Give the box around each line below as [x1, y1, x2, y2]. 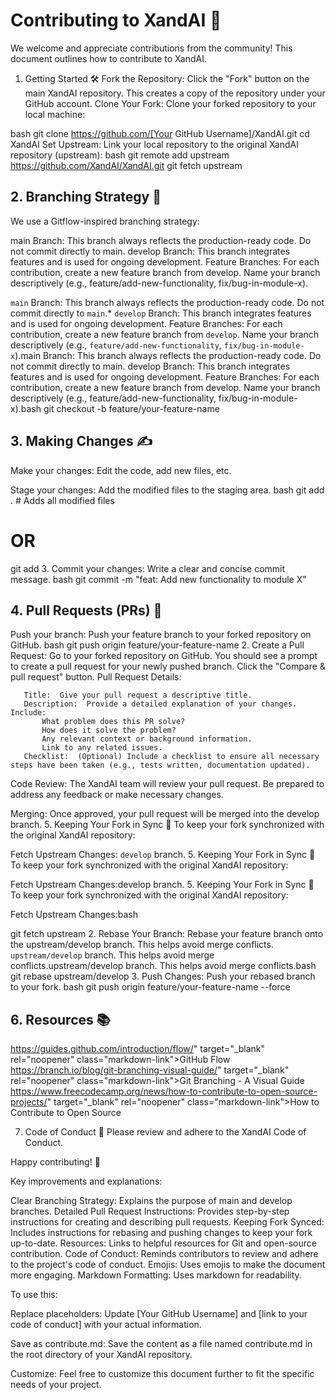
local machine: [24, 108, 86, 120]
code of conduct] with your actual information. [10, 1319, 202, 1331]
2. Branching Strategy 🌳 [10, 189, 162, 206]
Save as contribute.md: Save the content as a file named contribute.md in [10, 1338, 313, 1350]
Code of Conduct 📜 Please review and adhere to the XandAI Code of [24, 1126, 307, 1138]
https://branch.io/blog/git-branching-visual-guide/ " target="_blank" [10, 1064, 290, 1076]
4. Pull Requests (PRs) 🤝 [10, 602, 163, 619]
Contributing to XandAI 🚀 [10, 9, 222, 32]
